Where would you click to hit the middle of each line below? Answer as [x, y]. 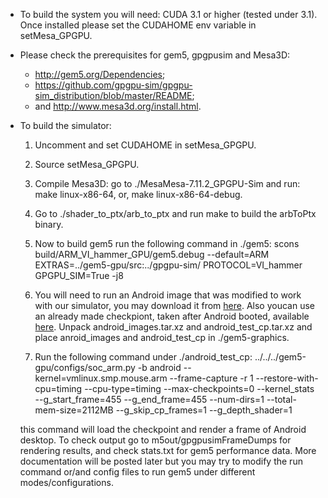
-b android [159, 367]
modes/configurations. [66, 482]
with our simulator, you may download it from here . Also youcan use [174, 305]
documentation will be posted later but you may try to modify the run [161, 461]
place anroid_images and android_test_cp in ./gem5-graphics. [162, 337]
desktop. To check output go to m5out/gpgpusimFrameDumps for [155, 440]
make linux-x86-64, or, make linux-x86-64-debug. [138, 194]
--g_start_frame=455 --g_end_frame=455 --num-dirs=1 [149, 399]
